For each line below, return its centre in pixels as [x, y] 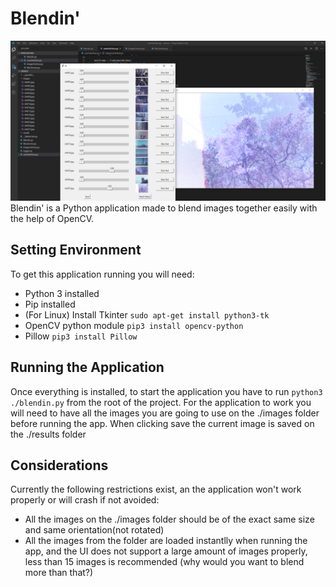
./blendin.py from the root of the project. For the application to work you [161, 402]
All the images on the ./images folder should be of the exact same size [169, 519]
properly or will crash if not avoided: [85, 500]
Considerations [59, 465]
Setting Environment [76, 250]
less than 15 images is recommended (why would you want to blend [164, 562]
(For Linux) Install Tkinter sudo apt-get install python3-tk [147, 314]
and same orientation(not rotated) [94, 530]
